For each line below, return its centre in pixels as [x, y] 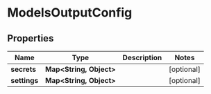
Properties [31, 38]
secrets [24, 69]
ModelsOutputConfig [70, 13]
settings [25, 81]
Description [142, 58]
